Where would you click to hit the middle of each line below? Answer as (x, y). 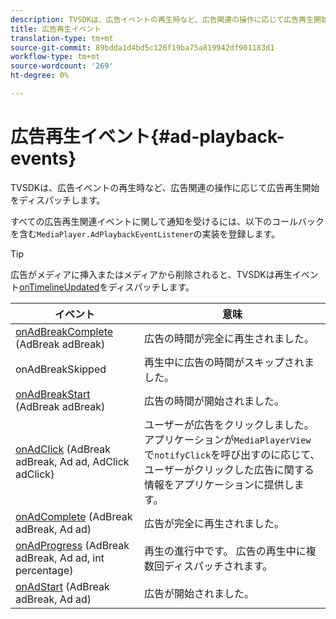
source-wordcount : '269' (62, 66)
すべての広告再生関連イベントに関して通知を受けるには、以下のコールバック (167, 221)
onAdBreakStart (53, 394)
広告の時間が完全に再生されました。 (229, 338)
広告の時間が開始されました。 (214, 401)
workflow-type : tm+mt (55, 57)
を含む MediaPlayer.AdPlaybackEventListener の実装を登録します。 (145, 233)
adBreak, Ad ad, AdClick (72, 461)
